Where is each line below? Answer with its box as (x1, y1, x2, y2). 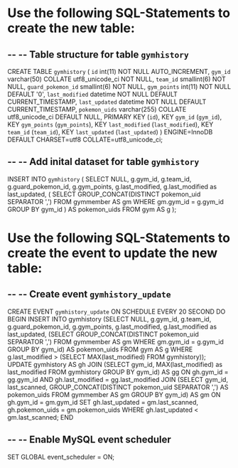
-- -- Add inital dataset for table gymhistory (7, 156, 200, 168)
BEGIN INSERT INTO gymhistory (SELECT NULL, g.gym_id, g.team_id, (7, 314, 212, 323)
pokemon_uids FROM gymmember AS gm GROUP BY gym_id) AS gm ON (7, 390, 221, 399)
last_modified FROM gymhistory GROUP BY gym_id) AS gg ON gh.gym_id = (7, 368, 229, 376)
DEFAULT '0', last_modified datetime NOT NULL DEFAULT (7, 90, 178, 98)
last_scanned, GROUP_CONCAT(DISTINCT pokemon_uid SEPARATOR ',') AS (7, 383, 229, 391)
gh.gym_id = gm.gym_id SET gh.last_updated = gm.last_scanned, (7, 398, 199, 406)
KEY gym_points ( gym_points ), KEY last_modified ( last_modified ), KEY (7, 120, 214, 129)
